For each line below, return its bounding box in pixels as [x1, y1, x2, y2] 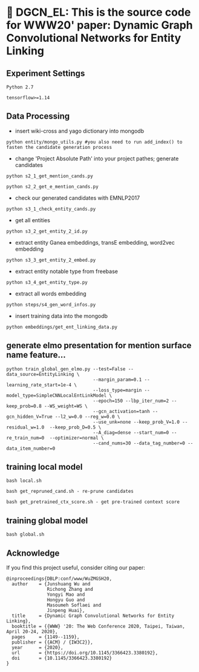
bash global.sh [6, 532, 45, 538]
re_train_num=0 [6, 435, 45, 441]
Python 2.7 [6, 84, 34, 90]
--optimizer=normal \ [49, 435, 104, 441]
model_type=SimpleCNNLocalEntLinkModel [6, 392, 107, 398]
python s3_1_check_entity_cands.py [6, 206, 96, 212]
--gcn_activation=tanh [93, 408, 150, 414]
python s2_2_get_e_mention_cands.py [6, 183, 99, 189]
